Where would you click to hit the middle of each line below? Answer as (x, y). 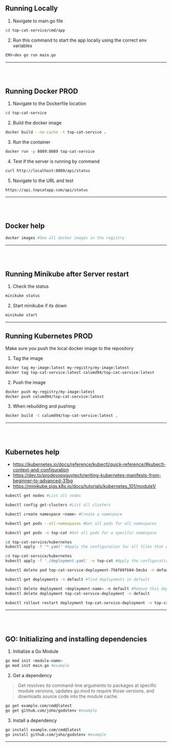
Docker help (25, 226)
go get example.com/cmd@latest (39, 706)
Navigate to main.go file (38, 21)
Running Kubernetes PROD (49, 336)
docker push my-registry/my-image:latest (50, 392)
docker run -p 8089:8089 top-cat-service (50, 152)
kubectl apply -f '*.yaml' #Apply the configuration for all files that (84, 547)
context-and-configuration (41, 470)
